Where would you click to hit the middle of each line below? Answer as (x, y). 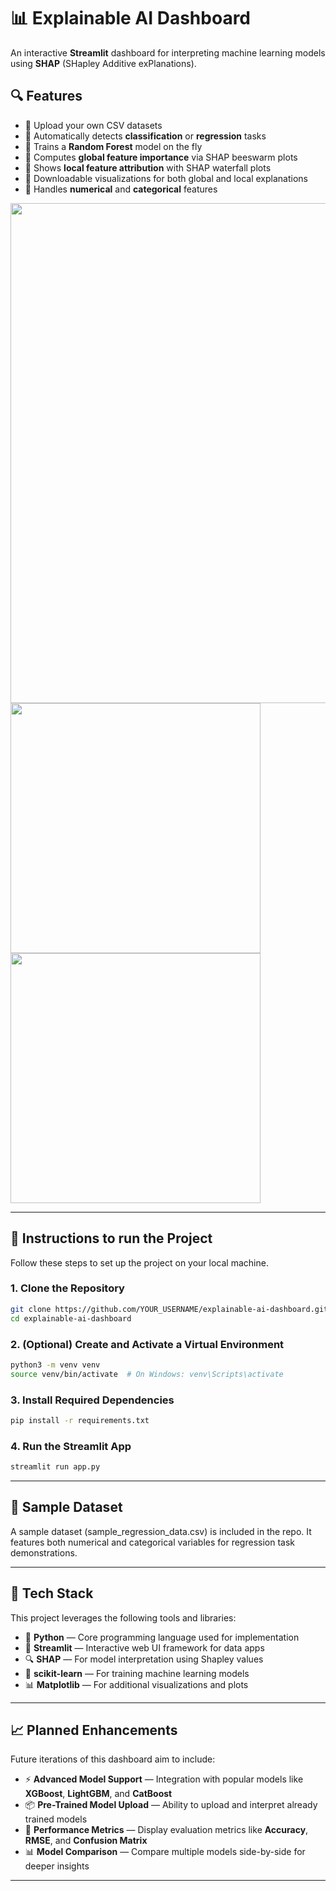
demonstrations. (44, 1552)
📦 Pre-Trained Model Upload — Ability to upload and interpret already (171, 1805)
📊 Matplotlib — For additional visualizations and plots (136, 1684)
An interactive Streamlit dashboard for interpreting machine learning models (168, 52)
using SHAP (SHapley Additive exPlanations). (103, 63)
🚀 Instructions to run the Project (111, 1238)
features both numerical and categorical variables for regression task (153, 1542)
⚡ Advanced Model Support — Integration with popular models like (164, 1779)
